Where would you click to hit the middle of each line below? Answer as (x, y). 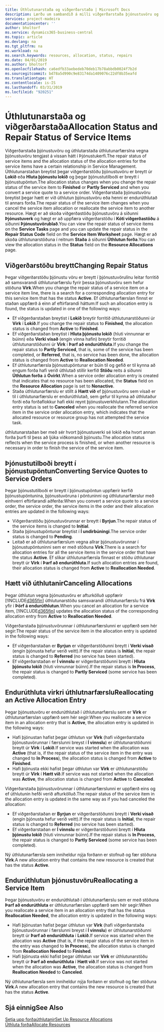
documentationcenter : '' (30, 23)
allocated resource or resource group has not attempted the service (81, 417)
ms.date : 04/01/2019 (26, 60)
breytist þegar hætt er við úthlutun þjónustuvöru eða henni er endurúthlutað (81, 198)
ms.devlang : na (21, 42)
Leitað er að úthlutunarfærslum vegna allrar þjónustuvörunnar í (75, 542)
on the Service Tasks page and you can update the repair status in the (76, 229)
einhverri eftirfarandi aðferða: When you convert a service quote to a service (82, 501)
